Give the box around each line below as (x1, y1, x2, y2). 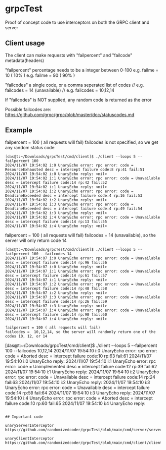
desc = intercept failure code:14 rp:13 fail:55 (5, 219, 107, 224)
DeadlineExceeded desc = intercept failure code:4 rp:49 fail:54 (5, 206, 142, 211)
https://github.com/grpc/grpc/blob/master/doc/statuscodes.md (5, 112, 134, 117)
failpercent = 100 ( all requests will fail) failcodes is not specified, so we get (5, 139, 159, 145)
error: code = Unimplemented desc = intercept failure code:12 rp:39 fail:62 (5, 363, 157, 369)
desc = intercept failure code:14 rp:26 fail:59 (5, 299, 107, 304)
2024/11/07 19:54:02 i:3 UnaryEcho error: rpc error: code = (5, 202, 134, 207)
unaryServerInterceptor (5, 423, 54, 428)
